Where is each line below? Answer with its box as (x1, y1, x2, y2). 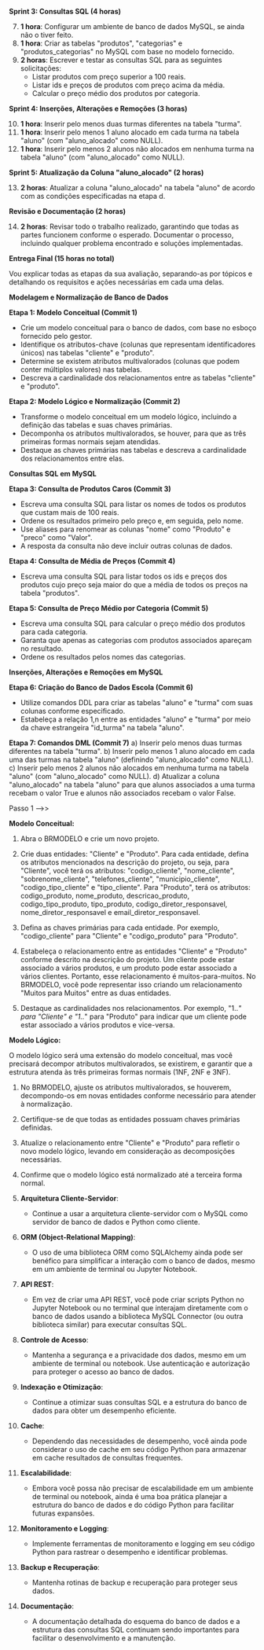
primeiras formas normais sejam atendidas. (20, 437, 161, 446)
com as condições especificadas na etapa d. (20, 192, 166, 200)
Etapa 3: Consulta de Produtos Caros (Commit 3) (9, 484, 171, 494)
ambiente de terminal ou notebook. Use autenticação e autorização (31, 1359, 251, 1368)
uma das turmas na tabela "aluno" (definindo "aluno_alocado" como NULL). (9, 755, 254, 764)
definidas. (20, 1123, 53, 1132)
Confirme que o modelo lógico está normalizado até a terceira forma (20, 1170, 243, 1179)
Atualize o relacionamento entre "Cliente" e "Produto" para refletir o (20, 1138, 240, 1147)
